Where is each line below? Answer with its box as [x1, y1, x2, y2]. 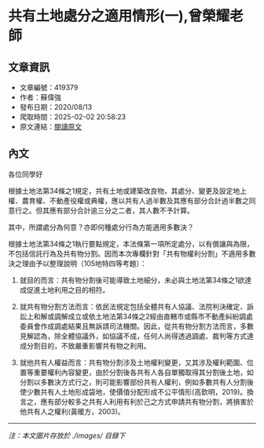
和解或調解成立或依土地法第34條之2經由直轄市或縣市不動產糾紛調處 [33, 311, 254, 321]
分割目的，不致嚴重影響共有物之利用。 [26, 341, 151, 350]
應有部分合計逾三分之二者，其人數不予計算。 [49, 206, 194, 215]
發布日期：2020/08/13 [19, 103, 93, 111]
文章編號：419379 [19, 83, 79, 92]
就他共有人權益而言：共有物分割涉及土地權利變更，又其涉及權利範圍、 [19, 358, 247, 367]
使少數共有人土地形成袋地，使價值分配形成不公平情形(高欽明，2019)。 [19, 387, 247, 396]
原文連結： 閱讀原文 [19, 122, 82, 131]
